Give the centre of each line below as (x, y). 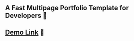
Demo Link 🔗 (25, 32)
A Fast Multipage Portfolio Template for (67, 8)
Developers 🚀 (26, 16)
